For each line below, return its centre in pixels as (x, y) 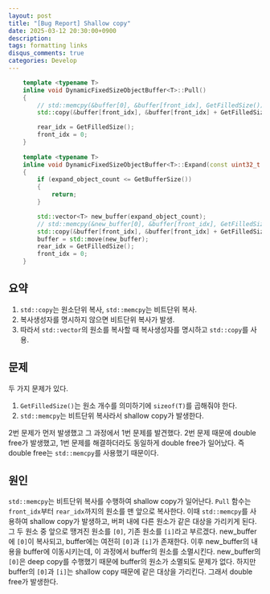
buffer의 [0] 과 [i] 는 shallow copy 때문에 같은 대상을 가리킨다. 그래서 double (131, 571)
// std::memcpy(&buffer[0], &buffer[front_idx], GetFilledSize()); (152, 105)
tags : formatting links (48, 46)
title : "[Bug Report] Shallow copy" (70, 23)
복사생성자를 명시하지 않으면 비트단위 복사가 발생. (97, 320)
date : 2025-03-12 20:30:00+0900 (62, 31)
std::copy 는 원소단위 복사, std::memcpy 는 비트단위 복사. (108, 309)
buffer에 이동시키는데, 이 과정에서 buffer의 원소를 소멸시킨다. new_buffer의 (142, 551)
